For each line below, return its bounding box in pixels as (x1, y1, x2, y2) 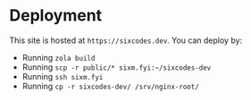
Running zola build (21, 52, 96, 62)
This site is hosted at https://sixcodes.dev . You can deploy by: (9, 35, 243, 46)
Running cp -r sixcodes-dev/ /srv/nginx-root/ (21, 80, 199, 91)
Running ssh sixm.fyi (21, 71, 104, 81)
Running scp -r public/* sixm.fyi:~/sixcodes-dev (21, 62, 212, 72)
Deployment (9, 5, 103, 26)
